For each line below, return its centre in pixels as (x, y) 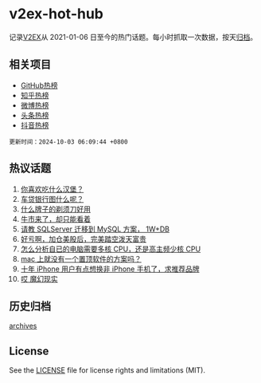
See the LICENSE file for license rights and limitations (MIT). (107, 370)
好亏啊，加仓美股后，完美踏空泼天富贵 (83, 239)
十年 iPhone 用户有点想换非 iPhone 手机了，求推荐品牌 (110, 269)
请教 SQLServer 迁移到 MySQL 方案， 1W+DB (95, 229)
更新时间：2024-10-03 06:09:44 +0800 (68, 142)
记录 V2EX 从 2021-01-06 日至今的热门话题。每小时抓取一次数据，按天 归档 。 (133, 37)
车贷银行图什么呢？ (52, 199)
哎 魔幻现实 (39, 278)
